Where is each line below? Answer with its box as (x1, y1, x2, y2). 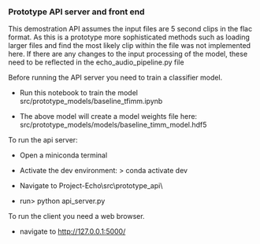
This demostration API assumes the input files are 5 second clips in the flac (8, 24, 253, 34)
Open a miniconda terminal (19, 150, 108, 160)
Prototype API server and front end (8, 6, 145, 17)
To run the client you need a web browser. (8, 212, 145, 221)
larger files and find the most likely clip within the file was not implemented (8, 41, 251, 50)
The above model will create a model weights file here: (19, 112, 198, 121)
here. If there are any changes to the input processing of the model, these (8, 50, 248, 59)
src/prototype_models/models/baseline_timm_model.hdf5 (19, 120, 207, 130)
